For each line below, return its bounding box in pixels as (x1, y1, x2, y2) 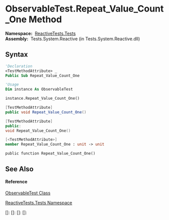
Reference (5, 179, 28, 185)
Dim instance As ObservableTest (5, 87, 73, 92)
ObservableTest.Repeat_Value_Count (5, 3, 164, 15)
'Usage (5, 82, 19, 87)
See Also (5, 165, 34, 173)
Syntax (5, 50, 28, 59)
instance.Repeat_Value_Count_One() (5, 96, 80, 101)
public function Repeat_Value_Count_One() (5, 151, 96, 156)
